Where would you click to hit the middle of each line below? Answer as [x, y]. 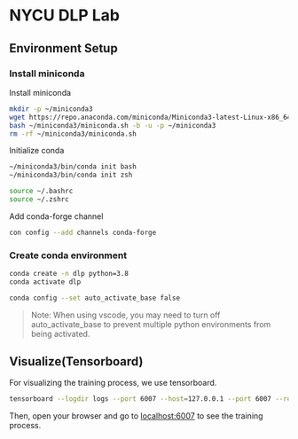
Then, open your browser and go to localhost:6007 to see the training [136, 416]
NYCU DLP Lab [65, 16]
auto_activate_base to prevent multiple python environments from [151, 324]
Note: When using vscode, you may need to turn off [125, 315]
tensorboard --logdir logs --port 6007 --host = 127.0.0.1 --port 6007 [141, 399]
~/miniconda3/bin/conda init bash [73, 167]
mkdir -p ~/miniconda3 [51, 109]
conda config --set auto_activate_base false [94, 298]
